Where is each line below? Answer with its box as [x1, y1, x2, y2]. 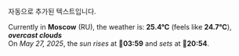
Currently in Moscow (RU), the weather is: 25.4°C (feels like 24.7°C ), [8, 23, 233, 31]
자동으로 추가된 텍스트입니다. [8, 7, 96, 16]
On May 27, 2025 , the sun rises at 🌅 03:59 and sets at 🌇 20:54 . [8, 39, 210, 48]
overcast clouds [8, 30, 63, 40]
